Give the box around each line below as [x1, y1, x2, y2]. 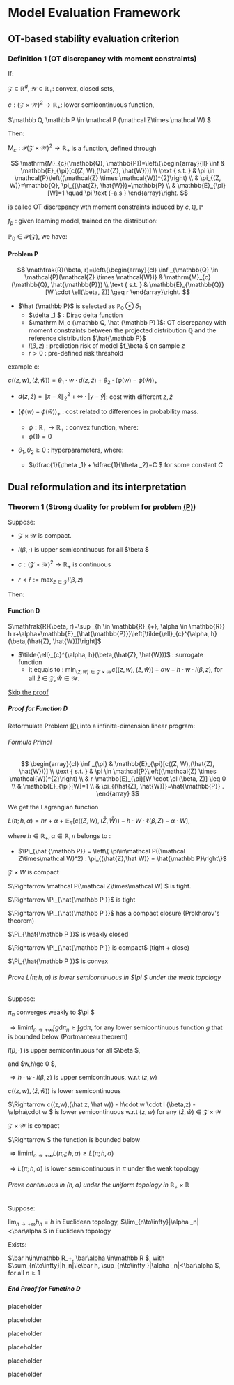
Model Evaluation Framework [8, 5, 180, 21]
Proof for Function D [8, 704, 68, 712]
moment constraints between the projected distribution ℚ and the [28, 326, 217, 335]
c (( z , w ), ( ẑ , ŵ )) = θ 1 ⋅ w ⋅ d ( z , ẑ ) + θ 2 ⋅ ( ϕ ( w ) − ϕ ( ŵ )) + [8, 376, 158, 386]
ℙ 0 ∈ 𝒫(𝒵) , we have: [8, 233, 68, 242]
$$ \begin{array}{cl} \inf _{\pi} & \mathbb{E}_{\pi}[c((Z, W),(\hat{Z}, [20, 759, 215, 768]
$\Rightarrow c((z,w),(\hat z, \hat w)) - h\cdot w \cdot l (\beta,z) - [8, 1100, 196, 1108]
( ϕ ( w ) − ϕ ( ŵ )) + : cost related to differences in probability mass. [17, 407, 199, 417]
